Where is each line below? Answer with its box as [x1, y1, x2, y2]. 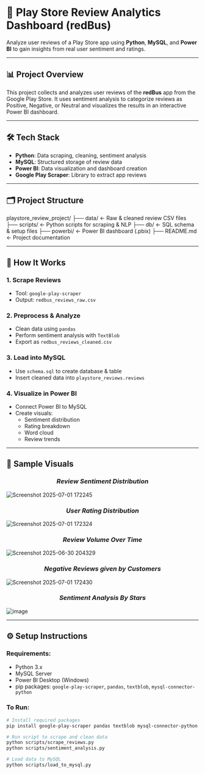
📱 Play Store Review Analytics [6, 5, 161, 20]
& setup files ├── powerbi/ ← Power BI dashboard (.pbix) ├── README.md [6, 227, 197, 235]
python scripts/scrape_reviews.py [6, 739, 95, 746]
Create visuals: [15, 409, 53, 417]
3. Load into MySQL [6, 354, 66, 362]
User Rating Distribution [66, 506, 139, 515]
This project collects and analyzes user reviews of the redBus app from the [6, 89, 196, 96]
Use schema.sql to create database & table [15, 367, 122, 374]
